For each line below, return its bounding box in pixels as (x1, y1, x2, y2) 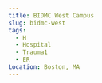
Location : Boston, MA (8, 63, 80, 71)
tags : (8, 26, 26, 34)
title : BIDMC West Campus (8, 11, 94, 20)
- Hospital (15, 41, 52, 49)
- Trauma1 (15, 48, 48, 56)
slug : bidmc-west (8, 19, 66, 27)
